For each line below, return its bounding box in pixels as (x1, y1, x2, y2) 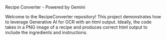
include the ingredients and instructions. (5, 30, 88, 35)
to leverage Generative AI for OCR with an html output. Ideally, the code (5, 19, 152, 25)
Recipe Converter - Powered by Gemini (5, 4, 85, 10)
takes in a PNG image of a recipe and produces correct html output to (5, 24, 148, 30)
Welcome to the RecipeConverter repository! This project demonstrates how (5, 14, 162, 19)
